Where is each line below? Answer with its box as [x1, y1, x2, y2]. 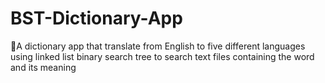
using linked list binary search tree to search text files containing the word [10, 50, 315, 62]
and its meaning [10, 61, 77, 73]
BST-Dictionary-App [10, 7, 183, 30]
